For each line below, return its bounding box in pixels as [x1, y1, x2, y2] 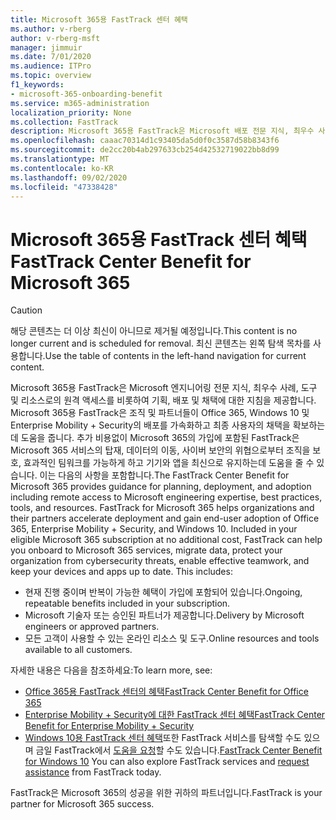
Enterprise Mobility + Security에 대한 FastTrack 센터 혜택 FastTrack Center [24, 709, 326, 721]
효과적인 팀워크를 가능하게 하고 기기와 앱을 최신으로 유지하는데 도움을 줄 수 [23, 457, 315, 469]
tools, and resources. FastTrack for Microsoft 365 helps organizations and [10, 502, 315, 514]
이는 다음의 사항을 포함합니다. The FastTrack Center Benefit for [39, 469, 290, 481]
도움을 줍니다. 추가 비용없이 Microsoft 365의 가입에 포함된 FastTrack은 [20, 432, 300, 444]
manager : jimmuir [10, 42, 83, 53]
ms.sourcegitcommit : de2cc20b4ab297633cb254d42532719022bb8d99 [10, 145, 280, 155]
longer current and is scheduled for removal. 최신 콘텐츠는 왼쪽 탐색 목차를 [10, 337, 312, 350]
